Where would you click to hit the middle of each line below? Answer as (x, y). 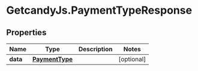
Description (95, 49)
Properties (26, 33)
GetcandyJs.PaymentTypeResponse (99, 10)
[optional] (132, 59)
